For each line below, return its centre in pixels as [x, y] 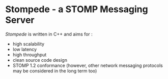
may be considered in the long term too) [55, 71]
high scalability [29, 44]
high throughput [30, 55]
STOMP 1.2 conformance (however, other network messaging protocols [88, 65]
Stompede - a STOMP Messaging [77, 9]
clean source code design [40, 60]
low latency [25, 49]
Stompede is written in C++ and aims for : [49, 34]
